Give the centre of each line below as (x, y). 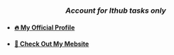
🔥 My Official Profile (44, 28)
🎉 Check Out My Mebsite (51, 44)
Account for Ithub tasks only (116, 11)
